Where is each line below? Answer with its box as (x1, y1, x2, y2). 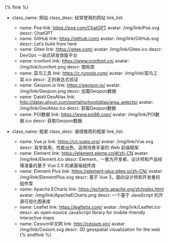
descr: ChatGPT (19, 30, 53, 36)
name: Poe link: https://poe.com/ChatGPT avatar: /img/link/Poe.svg (19, 25, 160, 31)
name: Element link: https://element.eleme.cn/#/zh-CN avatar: (19, 150, 149, 156)
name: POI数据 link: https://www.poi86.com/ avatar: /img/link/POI (19, 111, 155, 117)
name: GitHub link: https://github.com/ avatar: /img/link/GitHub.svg (19, 35, 159, 41)
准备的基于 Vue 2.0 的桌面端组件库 (24, 162, 96, 168)
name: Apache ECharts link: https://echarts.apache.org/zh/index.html (19, 186, 164, 192)
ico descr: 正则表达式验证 (25, 77, 79, 82)
